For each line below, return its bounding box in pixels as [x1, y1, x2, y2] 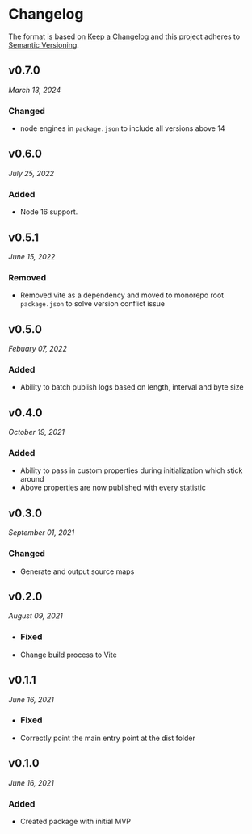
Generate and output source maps [19, 567, 135, 576]
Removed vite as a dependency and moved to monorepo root [19, 290, 225, 300]
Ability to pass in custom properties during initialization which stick [19, 465, 243, 475]
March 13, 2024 [8, 85, 61, 95]
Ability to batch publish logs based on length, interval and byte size [19, 382, 244, 392]
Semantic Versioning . [8, 40, 79, 49]
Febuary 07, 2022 [8, 344, 67, 354]
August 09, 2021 [8, 611, 63, 621]
